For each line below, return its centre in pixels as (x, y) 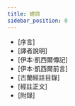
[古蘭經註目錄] (39, 77)
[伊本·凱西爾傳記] (43, 59)
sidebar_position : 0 (38, 21)
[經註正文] (33, 86)
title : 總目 (24, 14)
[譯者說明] (33, 51)
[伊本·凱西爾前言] (43, 68)
